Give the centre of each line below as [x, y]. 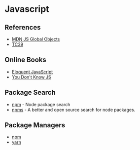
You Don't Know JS [31, 77]
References [23, 27]
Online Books [25, 60]
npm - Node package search [41, 104]
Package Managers [35, 125]
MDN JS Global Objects [36, 39]
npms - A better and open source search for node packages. [73, 110]
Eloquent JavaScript [32, 72]
